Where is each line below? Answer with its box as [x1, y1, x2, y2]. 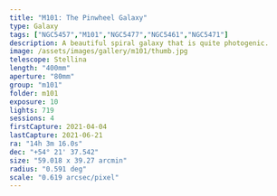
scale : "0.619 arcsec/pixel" [9, 173, 119, 182]
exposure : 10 [9, 97, 59, 107]
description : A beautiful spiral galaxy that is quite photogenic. [9, 38, 270, 48]
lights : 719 [9, 106, 54, 115]
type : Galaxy [9, 22, 59, 31]
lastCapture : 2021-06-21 [9, 131, 103, 140]
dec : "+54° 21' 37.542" [9, 147, 100, 156]
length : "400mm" [9, 64, 71, 73]
